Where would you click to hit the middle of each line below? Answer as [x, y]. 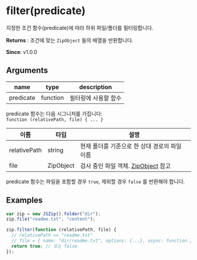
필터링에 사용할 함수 [96, 98]
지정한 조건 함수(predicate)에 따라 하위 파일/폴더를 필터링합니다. [80, 28]
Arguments [27, 71]
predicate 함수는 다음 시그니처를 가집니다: [54, 113]
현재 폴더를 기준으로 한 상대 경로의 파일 [131, 146]
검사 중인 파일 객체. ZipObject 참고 [125, 166]
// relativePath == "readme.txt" [52, 235]
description [96, 87]
